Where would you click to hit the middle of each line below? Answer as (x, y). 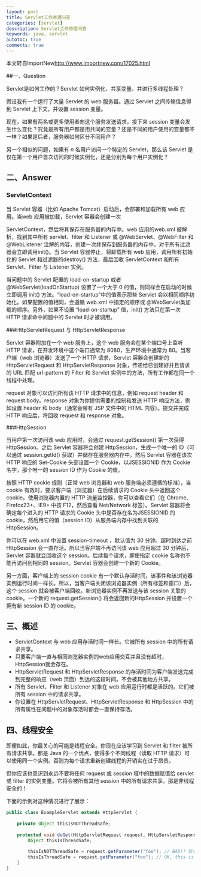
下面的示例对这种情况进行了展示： (48, 801)
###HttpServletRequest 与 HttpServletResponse (66, 330)
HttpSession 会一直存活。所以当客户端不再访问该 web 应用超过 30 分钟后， (99, 547)
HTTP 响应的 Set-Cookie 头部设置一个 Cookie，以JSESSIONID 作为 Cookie (98, 462)
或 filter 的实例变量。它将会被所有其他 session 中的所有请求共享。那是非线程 (100, 781)
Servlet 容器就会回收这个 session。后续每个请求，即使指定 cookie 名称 (93, 555)
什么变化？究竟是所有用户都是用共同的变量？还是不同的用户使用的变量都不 (103, 129)
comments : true (25, 46)
